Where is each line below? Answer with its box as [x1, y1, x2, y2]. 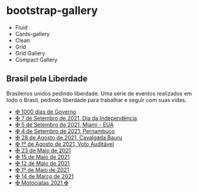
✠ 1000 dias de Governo [15, 108, 77, 115]
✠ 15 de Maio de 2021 [15, 153, 70, 160]
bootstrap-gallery [6, 4, 98, 18]
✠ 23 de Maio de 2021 [15, 146, 71, 154]
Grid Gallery [15, 49, 46, 57]
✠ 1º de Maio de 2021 [15, 166, 70, 173]
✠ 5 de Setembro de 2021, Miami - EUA [15, 121, 114, 128]
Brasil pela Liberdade [6, 74, 88, 84]
